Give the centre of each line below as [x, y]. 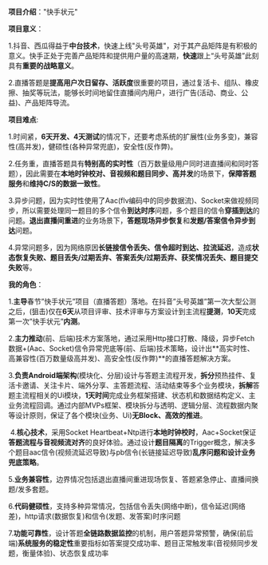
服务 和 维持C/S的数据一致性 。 [57, 183]
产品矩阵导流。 [49, 103]
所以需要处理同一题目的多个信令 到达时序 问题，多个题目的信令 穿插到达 [137, 211]
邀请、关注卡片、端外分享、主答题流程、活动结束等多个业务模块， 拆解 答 [141, 385]
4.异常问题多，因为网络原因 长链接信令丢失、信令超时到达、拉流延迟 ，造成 [130, 247]
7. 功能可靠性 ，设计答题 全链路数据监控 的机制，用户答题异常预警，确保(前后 [131, 533]
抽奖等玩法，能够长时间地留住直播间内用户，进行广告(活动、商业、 [132, 93]
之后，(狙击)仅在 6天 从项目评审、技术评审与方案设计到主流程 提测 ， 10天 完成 [132, 311]
